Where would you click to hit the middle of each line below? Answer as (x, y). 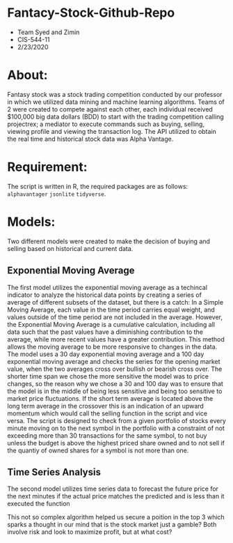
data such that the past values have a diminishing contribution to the (105, 332)
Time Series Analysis (54, 472)
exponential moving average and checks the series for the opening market (114, 361)
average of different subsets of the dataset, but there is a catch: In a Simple (115, 302)
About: (27, 75)
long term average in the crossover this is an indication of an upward (105, 406)
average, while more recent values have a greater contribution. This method (116, 339)
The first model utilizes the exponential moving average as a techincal (107, 287)
